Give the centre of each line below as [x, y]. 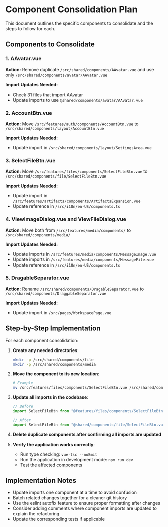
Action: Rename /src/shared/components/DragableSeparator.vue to [75, 289]
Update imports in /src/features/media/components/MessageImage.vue [84, 254]
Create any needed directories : [45, 350]
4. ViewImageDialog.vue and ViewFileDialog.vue [66, 219]
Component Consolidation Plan [71, 9]
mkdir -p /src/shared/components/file [53, 360]
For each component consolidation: [42, 340]
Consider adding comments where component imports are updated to [85, 508]
